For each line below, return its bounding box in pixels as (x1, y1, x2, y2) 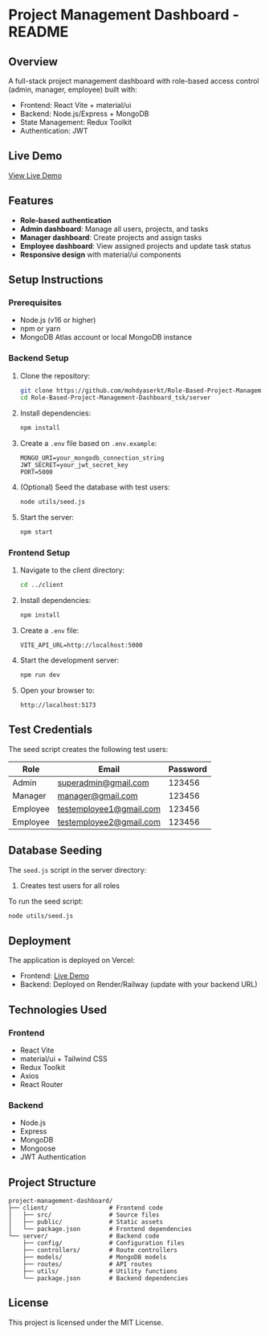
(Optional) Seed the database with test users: (19, 482, 170, 492)
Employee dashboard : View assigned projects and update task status (19, 241, 251, 250)
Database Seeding (8, 844, 103, 858)
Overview (8, 55, 59, 68)
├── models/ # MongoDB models (22, 1254, 167, 1262)
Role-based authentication (19, 215, 112, 225)
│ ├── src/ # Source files (8, 1211, 160, 1219)
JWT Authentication (19, 1152, 87, 1162)
